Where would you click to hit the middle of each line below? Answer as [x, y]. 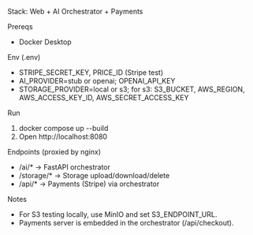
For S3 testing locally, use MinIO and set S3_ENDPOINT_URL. [118, 214]
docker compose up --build [63, 128]
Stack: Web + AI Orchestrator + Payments [75, 11]
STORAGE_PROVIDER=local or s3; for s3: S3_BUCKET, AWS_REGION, [132, 89]
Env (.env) [24, 57]
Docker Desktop [45, 42]
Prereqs [20, 26]
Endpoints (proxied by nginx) [54, 152]
